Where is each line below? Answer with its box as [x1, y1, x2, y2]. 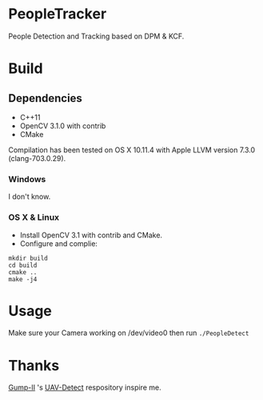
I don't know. [8, 192, 51, 201]
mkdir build [8, 254, 48, 262]
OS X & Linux [8, 212, 60, 223]
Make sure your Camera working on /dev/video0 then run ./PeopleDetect [8, 328, 249, 337]
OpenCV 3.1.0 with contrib [19, 121, 106, 131]
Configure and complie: [19, 238, 98, 248]
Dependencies [8, 91, 82, 105]
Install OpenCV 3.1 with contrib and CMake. [19, 230, 162, 240]
